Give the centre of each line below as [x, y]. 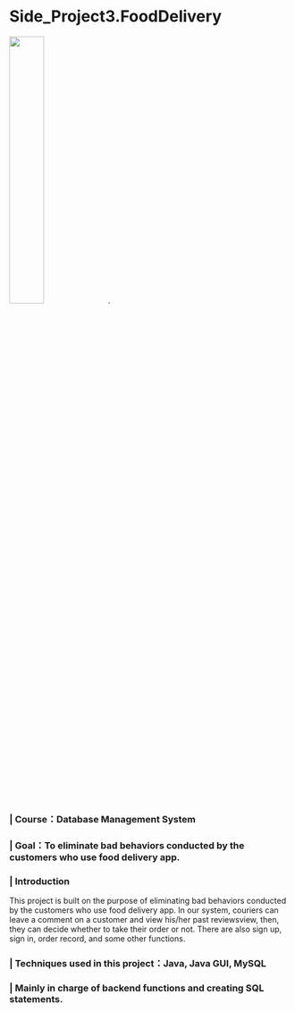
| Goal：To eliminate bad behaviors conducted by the [127, 845]
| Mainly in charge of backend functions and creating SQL [137, 988]
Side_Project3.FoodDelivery [115, 17]
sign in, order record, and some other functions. [97, 939]
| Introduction [39, 881]
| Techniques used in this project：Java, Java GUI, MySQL [138, 963]
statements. [36, 999]
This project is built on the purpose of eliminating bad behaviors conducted [148, 901]
